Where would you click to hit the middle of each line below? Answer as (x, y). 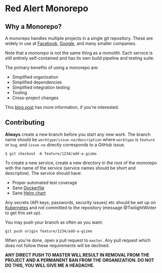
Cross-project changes (35, 98)
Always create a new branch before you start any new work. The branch (78, 134)
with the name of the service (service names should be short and (71, 168)
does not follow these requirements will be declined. (57, 245)
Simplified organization (35, 77)
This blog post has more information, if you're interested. (62, 107)
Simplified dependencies (37, 82)
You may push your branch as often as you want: (54, 222)
